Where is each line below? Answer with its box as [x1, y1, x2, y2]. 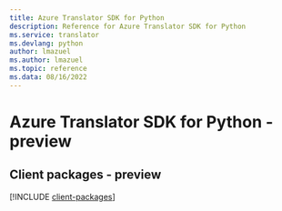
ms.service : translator [9, 30, 100, 39]
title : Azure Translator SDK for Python [9, 13, 166, 23]
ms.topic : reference [9, 65, 88, 74]
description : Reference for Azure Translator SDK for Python [9, 22, 247, 31]
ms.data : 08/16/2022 [9, 73, 88, 82]
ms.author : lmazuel [9, 55, 84, 65]
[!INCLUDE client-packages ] [9, 191, 116, 202]
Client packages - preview [9, 167, 162, 183]
